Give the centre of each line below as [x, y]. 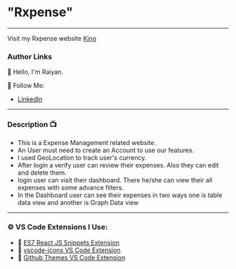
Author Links [30, 56]
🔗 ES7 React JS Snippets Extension [68, 242]
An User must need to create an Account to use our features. [106, 150]
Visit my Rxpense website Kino [52, 38]
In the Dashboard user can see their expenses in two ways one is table [120, 195]
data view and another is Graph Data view [78, 202]
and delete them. [42, 173]
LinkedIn [30, 99]
